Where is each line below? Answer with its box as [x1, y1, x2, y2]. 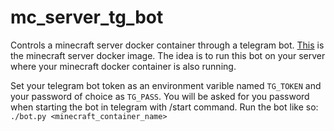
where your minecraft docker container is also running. [10, 60, 237, 72]
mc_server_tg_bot [10, 6, 164, 29]
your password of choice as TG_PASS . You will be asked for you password [10, 90, 310, 102]
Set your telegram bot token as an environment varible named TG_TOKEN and [10, 79, 322, 91]
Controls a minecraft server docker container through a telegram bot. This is [10, 39, 325, 51]
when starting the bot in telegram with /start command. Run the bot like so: [10, 101, 319, 113]
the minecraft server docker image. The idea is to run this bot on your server [10, 49, 326, 61]
